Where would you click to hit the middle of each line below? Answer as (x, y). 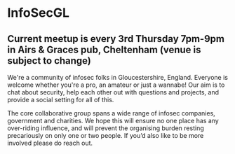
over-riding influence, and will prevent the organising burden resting (106, 128)
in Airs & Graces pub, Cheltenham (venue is (104, 49)
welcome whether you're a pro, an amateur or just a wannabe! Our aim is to (116, 85)
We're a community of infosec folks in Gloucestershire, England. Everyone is (117, 77)
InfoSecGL (39, 13)
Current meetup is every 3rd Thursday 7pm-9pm (116, 39)
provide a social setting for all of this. (61, 100)
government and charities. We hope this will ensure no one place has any (113, 121)
